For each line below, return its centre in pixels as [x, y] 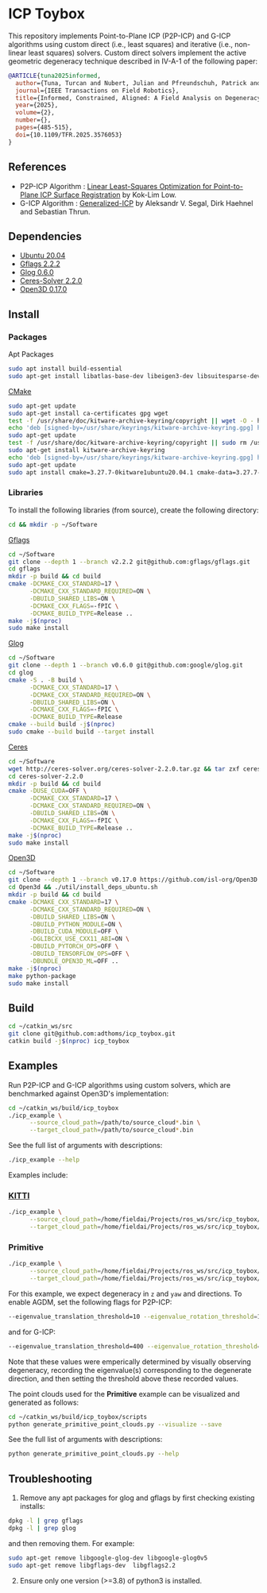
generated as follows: [44, 1402]
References [37, 167]
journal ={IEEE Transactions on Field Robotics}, [97, 91]
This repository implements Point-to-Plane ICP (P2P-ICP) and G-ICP [120, 36]
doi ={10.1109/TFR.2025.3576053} [69, 135]
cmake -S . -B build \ [46, 680]
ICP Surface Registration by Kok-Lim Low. [108, 195]
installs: [32, 1506]
